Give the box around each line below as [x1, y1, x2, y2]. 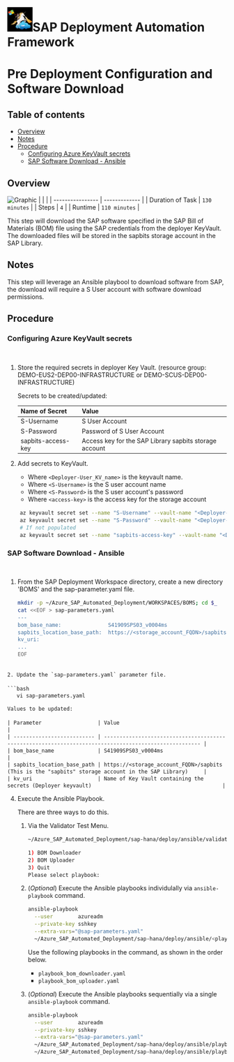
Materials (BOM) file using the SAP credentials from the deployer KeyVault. [7, 224, 221, 233]
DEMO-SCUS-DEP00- [143, 370, 208, 379]
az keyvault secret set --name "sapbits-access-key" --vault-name [19, 531, 217, 538]
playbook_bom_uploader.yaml [38, 978, 120, 984]
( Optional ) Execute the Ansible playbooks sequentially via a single [27, 989, 217, 998]
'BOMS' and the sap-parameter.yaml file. [17, 585, 135, 593]
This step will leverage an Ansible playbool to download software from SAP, [7, 277, 224, 286]
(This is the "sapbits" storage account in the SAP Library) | [7, 768, 208, 776]
